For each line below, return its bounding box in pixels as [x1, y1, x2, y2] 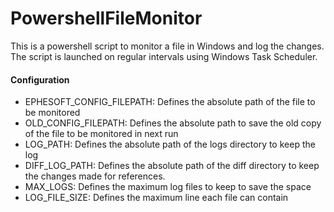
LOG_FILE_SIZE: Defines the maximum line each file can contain [24, 192, 289, 204]
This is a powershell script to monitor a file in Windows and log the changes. [10, 40, 325, 52]
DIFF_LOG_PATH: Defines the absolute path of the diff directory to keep [24, 160, 320, 172]
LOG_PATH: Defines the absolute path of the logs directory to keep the [24, 138, 316, 151]
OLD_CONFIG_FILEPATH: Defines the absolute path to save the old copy [24, 117, 322, 129]
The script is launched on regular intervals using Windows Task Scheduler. [10, 50, 318, 62]
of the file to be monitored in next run [24, 128, 179, 140]
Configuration [10, 73, 70, 86]
